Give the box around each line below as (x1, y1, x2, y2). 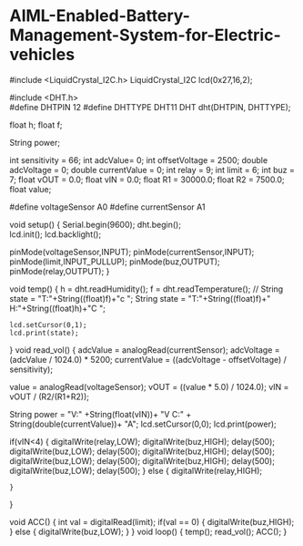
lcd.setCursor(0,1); (9, 320, 88, 329)
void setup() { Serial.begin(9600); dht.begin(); (9, 219, 182, 230)
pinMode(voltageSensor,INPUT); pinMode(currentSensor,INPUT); (9, 246, 255, 257)
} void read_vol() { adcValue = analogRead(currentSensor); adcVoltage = (9, 344, 280, 355)
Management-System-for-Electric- (9, 25, 282, 46)
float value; (9, 183, 52, 194)
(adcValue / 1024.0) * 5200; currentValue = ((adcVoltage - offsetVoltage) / (9, 354, 287, 365)
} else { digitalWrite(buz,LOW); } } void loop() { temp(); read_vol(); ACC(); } (9, 526, 288, 537)
